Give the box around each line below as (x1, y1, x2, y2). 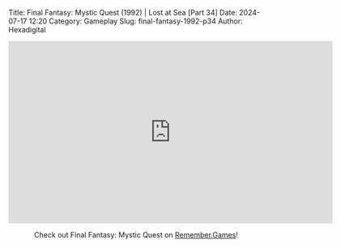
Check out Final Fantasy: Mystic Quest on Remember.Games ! (33, 230, 239, 239)
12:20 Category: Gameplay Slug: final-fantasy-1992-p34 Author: (28, 16, 243, 26)
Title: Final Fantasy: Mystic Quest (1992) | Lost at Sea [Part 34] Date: (8, 8, 237, 17)
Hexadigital (8, 25, 46, 34)
